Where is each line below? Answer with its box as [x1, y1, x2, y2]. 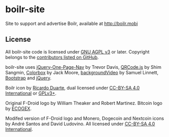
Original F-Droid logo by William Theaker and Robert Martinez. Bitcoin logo [5, 100, 162, 106]
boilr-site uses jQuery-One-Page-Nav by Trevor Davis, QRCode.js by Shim [5, 64, 162, 70]
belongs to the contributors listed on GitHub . [5, 54, 99, 60]
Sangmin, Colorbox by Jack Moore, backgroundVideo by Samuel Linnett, [5, 69, 159, 75]
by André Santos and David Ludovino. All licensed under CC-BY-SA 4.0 [5, 121, 155, 127]
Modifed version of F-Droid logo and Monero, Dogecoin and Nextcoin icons [5, 115, 164, 121]
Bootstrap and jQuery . [5, 75, 52, 81]
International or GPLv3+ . [5, 90, 57, 96]
